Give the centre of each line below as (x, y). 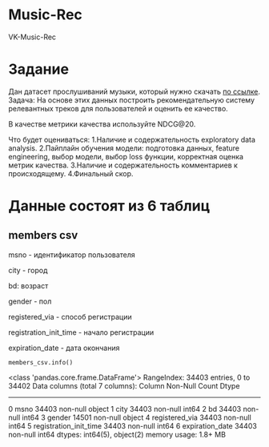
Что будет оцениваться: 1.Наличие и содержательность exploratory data (132, 139)
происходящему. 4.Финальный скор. (71, 173)
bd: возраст (28, 285)
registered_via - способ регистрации (70, 316)
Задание (39, 69)
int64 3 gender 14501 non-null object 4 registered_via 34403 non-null (137, 417)
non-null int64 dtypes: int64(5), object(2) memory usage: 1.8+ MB (117, 434)
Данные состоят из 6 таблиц (109, 206)
